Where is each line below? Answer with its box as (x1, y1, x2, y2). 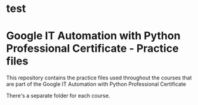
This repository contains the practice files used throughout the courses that (6, 74, 192, 82)
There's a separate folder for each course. (6, 92, 110, 100)
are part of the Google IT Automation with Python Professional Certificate (6, 81, 187, 88)
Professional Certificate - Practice (6, 42, 179, 55)
